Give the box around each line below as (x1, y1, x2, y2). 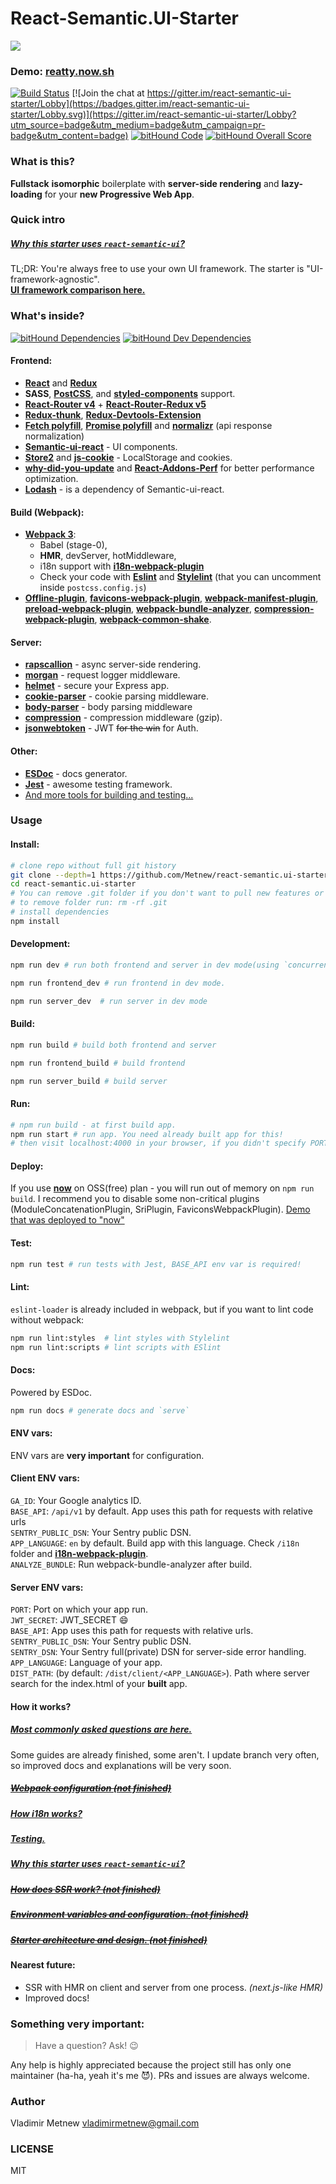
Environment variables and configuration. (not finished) (10, 1908, 249, 1921)
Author (10, 2094, 46, 2108)
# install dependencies (10, 907, 110, 917)
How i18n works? (10, 1807, 83, 1819)
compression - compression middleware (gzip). (24, 712, 223, 724)
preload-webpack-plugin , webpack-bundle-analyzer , (24, 603, 253, 615)
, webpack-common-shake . (94, 613, 212, 626)
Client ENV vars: (10, 1472, 80, 1484)
